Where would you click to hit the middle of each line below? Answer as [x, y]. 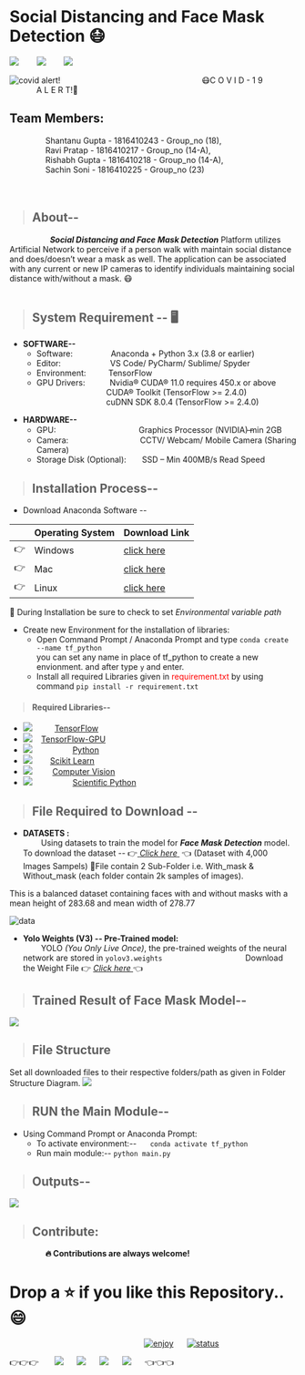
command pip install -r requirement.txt [117, 686]
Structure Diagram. [45, 1083]
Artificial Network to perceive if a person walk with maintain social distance [151, 249]
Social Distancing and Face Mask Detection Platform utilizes [165, 240]
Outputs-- [61, 1182]
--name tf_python [69, 649]
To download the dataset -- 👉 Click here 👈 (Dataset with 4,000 [145, 853]
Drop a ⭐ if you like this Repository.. [147, 1293]
